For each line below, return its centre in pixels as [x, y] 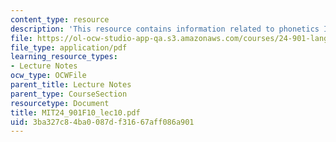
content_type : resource [60, 19]
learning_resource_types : [64, 57]
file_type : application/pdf [69, 47]
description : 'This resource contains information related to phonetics [165, 29]
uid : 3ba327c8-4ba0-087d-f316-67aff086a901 [102, 122]
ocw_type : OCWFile [48, 76]
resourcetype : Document [60, 103]
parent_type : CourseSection [69, 94]
